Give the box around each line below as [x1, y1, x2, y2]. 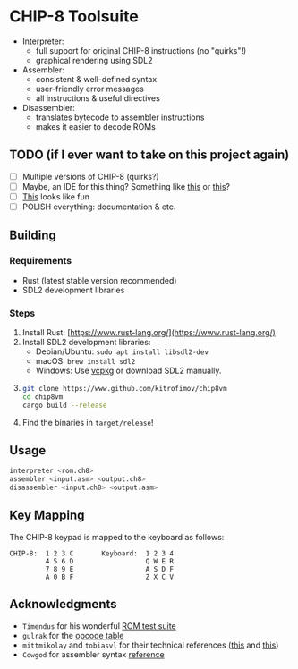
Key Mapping [9, 508, 85, 523]
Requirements [9, 255, 72, 267]
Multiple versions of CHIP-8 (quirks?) [21, 171, 159, 182]
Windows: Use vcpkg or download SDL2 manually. [35, 365, 222, 376]
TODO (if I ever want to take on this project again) [9, 148, 290, 163]
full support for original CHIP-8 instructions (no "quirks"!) [35, 45, 247, 55]
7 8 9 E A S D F [45, 564, 175, 573]
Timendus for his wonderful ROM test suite [21, 620, 176, 631]
